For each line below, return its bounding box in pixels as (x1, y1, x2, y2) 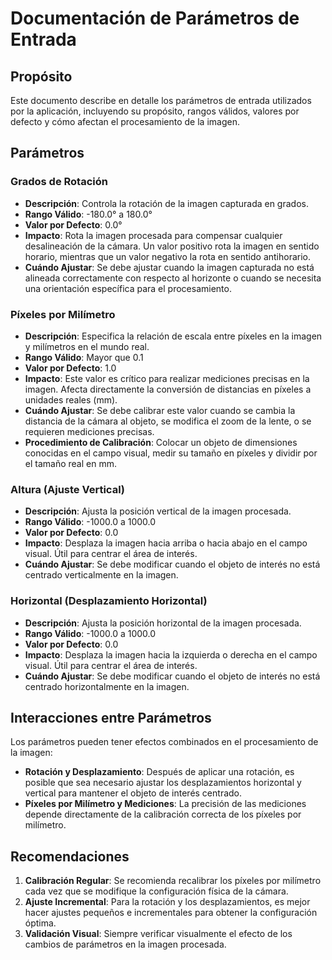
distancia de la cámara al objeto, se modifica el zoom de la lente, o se (24, 415, 312, 427)
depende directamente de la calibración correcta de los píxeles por (24, 808, 302, 821)
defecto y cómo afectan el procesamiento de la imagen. (10, 116, 240, 127)
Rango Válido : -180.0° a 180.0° (24, 208, 153, 220)
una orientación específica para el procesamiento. (24, 282, 232, 294)
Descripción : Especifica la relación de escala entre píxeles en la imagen (24, 330, 323, 342)
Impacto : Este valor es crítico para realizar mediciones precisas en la (24, 372, 310, 384)
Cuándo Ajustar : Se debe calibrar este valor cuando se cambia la (24, 404, 296, 416)
